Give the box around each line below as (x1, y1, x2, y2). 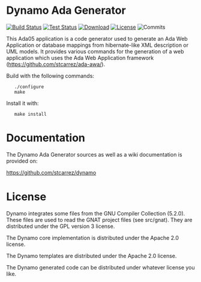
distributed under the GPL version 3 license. (6, 223, 115, 230)
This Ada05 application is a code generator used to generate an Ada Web (6, 35, 188, 42)
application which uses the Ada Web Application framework (6, 54, 154, 61)
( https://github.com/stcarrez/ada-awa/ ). (6, 61, 106, 68)
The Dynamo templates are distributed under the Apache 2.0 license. (6, 252, 177, 259)
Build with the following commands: (6, 72, 95, 79)
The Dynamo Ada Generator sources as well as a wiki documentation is (6, 151, 182, 158)
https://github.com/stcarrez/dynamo (6, 169, 97, 176)
